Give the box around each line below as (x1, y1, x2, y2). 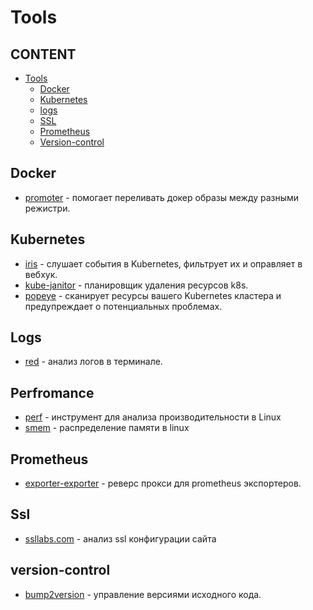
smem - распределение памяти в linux (24, 422, 190, 434)
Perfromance (10, 384, 95, 401)
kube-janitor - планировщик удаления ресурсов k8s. (24, 279, 249, 291)
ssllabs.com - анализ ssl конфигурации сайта (24, 532, 217, 545)
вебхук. (24, 268, 58, 280)
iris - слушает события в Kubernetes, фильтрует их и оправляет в (24, 257, 303, 270)
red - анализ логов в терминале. (24, 356, 163, 368)
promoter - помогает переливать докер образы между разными (24, 191, 300, 203)
